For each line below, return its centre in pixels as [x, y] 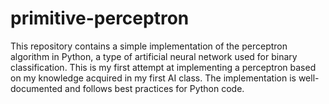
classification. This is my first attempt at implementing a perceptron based [163, 67]
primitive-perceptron [100, 18]
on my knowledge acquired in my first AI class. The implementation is [153, 78]
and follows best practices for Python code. [154, 88]
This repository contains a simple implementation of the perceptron [149, 46]
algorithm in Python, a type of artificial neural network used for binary [154, 56]
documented [36, 88]
